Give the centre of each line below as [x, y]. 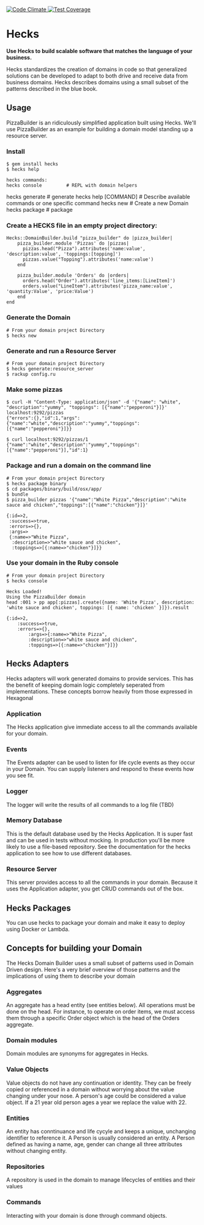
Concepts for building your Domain [74, 948]
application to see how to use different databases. [69, 853]
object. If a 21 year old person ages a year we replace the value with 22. [97, 1102]
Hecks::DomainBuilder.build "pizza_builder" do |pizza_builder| [90, 238]
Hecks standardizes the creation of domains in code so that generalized [97, 69]
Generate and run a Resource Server [61, 351]
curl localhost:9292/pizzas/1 [50, 439]
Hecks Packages [39, 908]
